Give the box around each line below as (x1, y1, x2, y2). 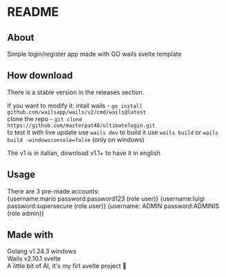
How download (7, 70, 74, 81)
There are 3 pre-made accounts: (7, 187, 100, 195)
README (7, 4, 59, 20)
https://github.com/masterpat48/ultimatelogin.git (7, 122, 156, 129)
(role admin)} (7, 209, 45, 217)
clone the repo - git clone (7, 114, 83, 123)
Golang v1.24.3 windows (7, 247, 77, 256)
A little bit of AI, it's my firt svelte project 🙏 (7, 262, 127, 270)
